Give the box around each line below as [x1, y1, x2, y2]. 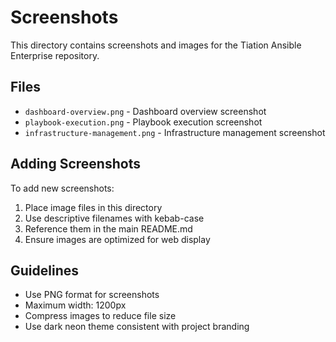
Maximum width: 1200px [24, 299, 127, 311]
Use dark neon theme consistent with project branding [24, 321, 250, 333]
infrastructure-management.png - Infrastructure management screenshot [24, 126, 326, 138]
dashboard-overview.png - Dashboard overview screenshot [24, 105, 267, 117]
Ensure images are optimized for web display [24, 233, 211, 245]
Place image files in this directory [24, 201, 163, 213]
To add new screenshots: [10, 182, 115, 194]
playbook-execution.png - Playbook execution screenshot [24, 116, 263, 128]
